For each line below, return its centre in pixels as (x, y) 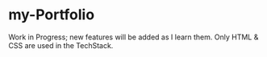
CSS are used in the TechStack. (61, 45)
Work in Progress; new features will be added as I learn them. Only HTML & (133, 37)
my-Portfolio (52, 15)
